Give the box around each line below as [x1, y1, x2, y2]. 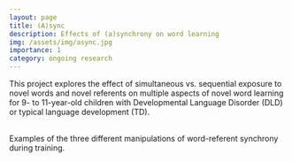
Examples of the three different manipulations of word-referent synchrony [9, 134, 279, 143]
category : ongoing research [9, 54, 113, 63]
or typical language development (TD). [9, 107, 150, 117]
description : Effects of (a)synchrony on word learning [9, 29, 219, 38]
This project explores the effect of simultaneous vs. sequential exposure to [9, 79, 282, 89]
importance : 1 [9, 46, 62, 55]
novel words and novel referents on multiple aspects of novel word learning [9, 88, 284, 98]
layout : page [9, 12, 58, 22]
